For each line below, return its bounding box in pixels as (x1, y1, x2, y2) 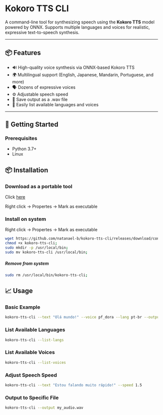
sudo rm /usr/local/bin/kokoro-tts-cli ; (5, 273, 88, 277)
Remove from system (5, 260, 49, 266)
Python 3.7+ (12, 146, 37, 152)
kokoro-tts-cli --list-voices (5, 360, 66, 365)
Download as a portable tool (5, 183, 73, 190)
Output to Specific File (5, 394, 59, 401)
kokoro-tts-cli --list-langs (5, 337, 64, 342)
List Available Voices (5, 349, 55, 356)
